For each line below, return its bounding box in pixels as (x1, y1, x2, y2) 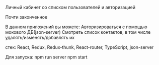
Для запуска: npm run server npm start (5, 54, 88, 60)
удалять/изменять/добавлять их (5, 35, 74, 40)
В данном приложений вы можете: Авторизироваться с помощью (5, 24, 147, 30)
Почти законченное (5, 14, 48, 20)
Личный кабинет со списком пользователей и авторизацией (5, 5, 136, 10)
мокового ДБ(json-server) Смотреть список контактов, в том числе (5, 29, 151, 35)
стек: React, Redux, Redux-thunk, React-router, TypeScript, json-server (5, 44, 154, 50)
